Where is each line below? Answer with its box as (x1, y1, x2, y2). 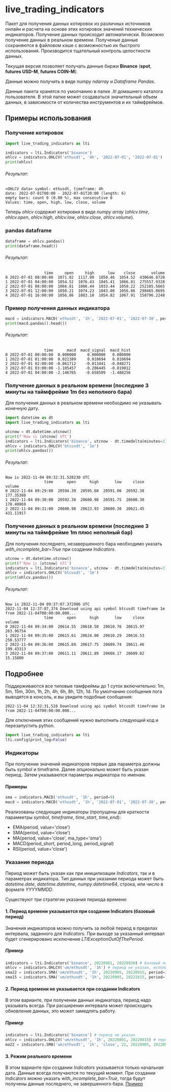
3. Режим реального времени (5, 1053, 72, 1059)
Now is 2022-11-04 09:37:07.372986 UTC (5, 602, 90, 607)
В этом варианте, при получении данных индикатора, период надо (5, 997, 151, 1003)
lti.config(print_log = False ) (5, 737, 67, 742)
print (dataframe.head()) (5, 243, 58, 248)
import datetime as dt (5, 415, 53, 420)
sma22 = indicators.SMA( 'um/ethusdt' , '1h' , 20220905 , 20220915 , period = (5, 970, 165, 975)
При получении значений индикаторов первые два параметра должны (5, 761, 160, 767)
